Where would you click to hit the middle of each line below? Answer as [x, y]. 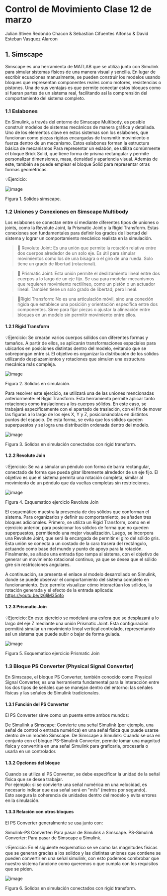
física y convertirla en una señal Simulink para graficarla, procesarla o [77, 746]
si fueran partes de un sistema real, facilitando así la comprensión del [76, 93]
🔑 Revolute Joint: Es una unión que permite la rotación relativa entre [87, 248]
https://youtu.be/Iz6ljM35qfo [35, 595]
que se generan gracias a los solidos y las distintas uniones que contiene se [83, 853]
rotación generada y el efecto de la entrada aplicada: [59, 590]
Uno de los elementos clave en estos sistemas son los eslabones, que [77, 132]
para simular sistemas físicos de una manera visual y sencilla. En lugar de [80, 72]
